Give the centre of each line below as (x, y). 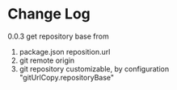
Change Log (49, 14)
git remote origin (47, 60)
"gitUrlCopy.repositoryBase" (67, 77)
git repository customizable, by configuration (94, 68)
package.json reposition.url (65, 51)
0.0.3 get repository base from (59, 36)
